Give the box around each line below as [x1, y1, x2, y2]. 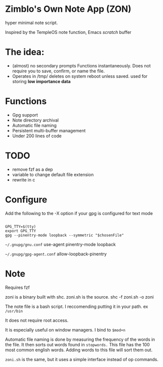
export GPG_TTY [5, 228, 36, 233]
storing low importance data [12, 78, 71, 84]
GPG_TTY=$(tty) [5, 224, 36, 229]
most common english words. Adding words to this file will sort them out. [5, 347, 153, 353]
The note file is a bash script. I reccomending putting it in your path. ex [5, 304, 148, 309]
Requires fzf [5, 284, 30, 290]
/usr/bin [5, 308, 23, 313]
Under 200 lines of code [12, 133, 62, 139]
